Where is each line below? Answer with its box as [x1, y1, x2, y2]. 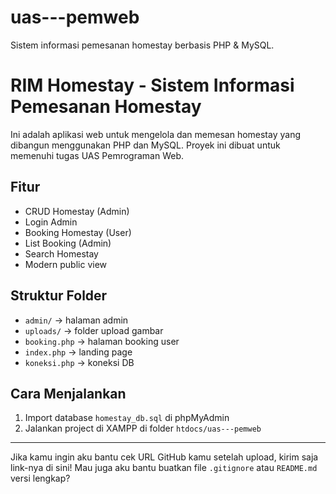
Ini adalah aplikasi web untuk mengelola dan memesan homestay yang [10, 128, 301, 140]
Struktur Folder [10, 287, 108, 305]
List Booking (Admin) [24, 237, 112, 249]
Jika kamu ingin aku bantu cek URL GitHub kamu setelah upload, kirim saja [10, 451, 319, 463]
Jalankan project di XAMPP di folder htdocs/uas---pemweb [24, 422, 262, 435]
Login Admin [24, 216, 78, 228]
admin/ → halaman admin [24, 314, 129, 326]
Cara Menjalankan [10, 385, 127, 402]
